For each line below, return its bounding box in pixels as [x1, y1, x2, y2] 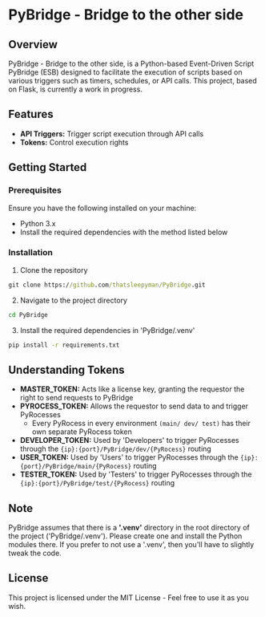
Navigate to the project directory [19, 295, 128, 305]
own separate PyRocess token [31, 427, 132, 436]
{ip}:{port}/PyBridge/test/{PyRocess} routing [19, 478, 175, 488]
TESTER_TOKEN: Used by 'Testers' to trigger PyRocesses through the [19, 469, 252, 479]
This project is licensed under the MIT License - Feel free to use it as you [8, 592, 250, 603]
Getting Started [8, 160, 87, 174]
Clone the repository [19, 265, 88, 274]
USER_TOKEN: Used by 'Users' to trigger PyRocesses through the [19, 453, 239, 462]
